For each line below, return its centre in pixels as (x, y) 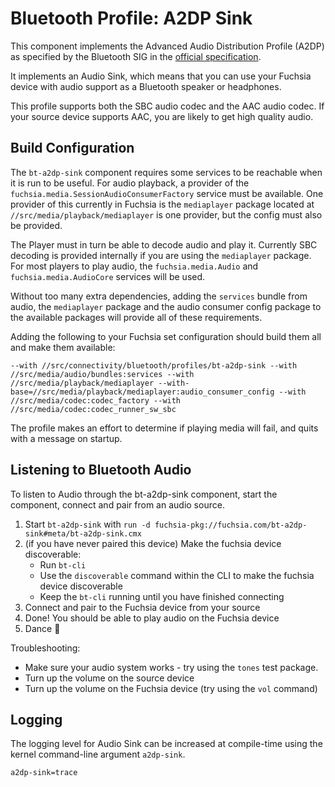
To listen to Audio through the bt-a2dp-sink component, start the (144, 494)
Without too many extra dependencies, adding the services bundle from (159, 296)
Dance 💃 (42, 628)
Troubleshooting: (45, 648)
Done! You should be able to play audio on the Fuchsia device (152, 618)
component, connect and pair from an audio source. (117, 504)
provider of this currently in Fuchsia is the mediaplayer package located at (162, 204)
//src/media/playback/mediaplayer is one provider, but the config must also (166, 214)
